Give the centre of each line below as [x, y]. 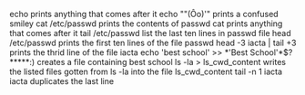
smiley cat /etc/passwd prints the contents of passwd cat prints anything [146, 24]
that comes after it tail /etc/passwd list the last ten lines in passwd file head [150, 33]
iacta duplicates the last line [62, 81]
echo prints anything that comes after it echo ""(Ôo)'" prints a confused [144, 14]
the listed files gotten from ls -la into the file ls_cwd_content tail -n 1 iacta [146, 71]
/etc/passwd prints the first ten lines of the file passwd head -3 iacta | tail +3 [153, 43]
